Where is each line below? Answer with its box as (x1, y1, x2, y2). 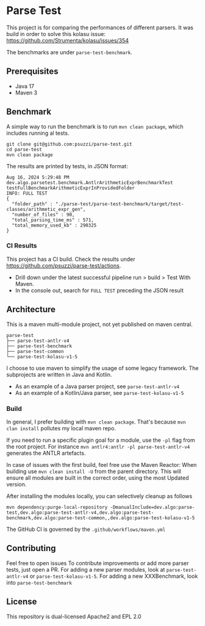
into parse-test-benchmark (6, 578, 72, 586)
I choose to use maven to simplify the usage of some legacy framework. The (6, 364, 199, 372)
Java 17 (15, 82, 35, 90)
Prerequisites (6, 66, 59, 77)
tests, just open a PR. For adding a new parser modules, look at (6, 566, 165, 573)
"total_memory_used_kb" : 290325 (12, 222, 97, 229)
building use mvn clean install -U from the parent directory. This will (6, 468, 182, 475)
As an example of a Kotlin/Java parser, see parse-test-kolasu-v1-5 (15, 389, 184, 396)
